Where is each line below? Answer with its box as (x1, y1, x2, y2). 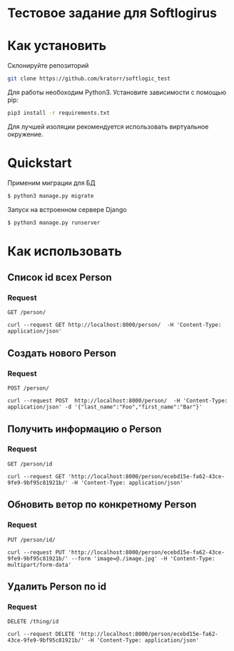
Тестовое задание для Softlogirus (7, 5, 218, 21)
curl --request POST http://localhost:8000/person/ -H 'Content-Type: (7, 398, 228, 405)
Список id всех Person (7, 271, 112, 283)
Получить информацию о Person (7, 423, 162, 435)
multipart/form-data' (7, 561, 72, 568)
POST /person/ (7, 385, 50, 392)
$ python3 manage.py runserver (7, 219, 101, 226)
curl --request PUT (7, 548, 66, 556)
